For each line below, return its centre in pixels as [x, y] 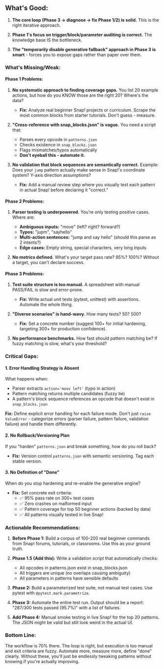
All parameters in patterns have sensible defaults [69, 578]
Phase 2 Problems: [24, 201]
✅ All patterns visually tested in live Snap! [61, 514]
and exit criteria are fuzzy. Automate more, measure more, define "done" [79, 651]
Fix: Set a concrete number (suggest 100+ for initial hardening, [83, 323]
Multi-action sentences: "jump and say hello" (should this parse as [88, 237]
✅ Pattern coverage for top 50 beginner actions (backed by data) [85, 509]
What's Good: [27, 8]
